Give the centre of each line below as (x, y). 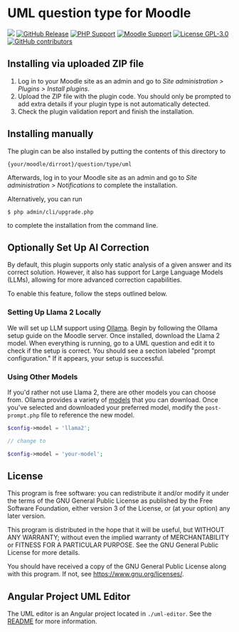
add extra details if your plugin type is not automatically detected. (114, 104)
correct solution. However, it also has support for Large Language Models (115, 272)
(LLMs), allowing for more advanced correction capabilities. (95, 280)
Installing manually (51, 134)
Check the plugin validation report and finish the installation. (106, 111)
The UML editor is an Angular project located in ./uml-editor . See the (110, 614)
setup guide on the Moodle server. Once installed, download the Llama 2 (114, 335)
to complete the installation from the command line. (83, 225)
